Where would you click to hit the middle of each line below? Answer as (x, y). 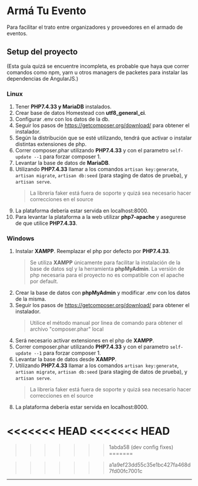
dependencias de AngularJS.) (43, 78)
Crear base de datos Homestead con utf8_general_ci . (80, 113)
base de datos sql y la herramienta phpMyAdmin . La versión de (107, 269)
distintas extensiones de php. (51, 144)
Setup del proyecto (42, 52)
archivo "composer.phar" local (67, 329)
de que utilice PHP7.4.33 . (46, 223)
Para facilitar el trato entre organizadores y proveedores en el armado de (95, 27)
